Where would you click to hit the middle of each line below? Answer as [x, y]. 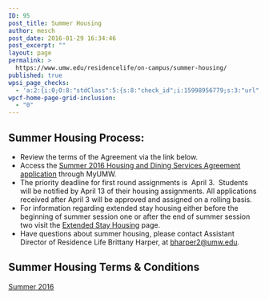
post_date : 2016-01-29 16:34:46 [62, 38]
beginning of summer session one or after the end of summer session [135, 216]
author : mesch [32, 30]
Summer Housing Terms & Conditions [104, 267]
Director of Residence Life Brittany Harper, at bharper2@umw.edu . [130, 242]
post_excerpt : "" [37, 46]
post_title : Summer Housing [55, 23]
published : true [35, 75]
